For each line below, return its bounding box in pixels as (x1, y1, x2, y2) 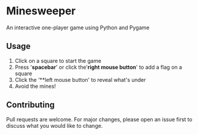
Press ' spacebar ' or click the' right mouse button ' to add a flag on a (14, 63, 182, 70)
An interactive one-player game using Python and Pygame (6, 24, 150, 31)
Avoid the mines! (14, 82, 56, 90)
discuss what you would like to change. (6, 122, 103, 129)
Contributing (6, 100, 55, 110)
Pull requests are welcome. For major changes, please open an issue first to (6, 115, 193, 123)
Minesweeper (6, 4, 76, 18)
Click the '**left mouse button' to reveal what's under (14, 76, 146, 83)
